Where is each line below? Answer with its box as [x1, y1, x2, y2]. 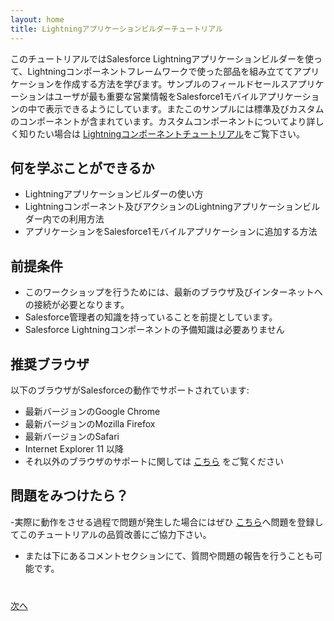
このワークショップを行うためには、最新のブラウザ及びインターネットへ [24, 286, 323, 298]
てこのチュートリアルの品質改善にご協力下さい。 [10, 528, 212, 540]
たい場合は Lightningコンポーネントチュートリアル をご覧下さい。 [36, 127, 306, 140]
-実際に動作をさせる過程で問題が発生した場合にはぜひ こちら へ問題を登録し [10, 516, 324, 528]
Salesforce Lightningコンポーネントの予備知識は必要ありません [24, 324, 285, 336]
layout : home [10, 14, 65, 25]
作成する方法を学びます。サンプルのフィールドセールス [62, 77, 290, 90]
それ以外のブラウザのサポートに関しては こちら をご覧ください [24, 455, 284, 467]
